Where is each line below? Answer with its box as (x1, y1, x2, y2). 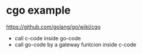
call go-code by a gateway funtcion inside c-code (14, 41, 137, 48)
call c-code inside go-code (14, 34, 81, 42)
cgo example (6, 4, 71, 17)
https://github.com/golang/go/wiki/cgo (6, 23, 101, 30)
